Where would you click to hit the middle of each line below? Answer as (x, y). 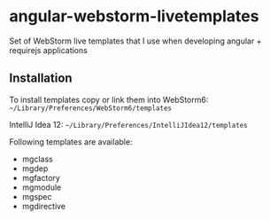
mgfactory (41, 177)
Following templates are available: (71, 141)
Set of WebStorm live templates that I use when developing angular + (135, 41)
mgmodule (42, 187)
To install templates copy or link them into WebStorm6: (109, 99)
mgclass (37, 159)
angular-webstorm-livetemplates (134, 16)
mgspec (37, 196)
